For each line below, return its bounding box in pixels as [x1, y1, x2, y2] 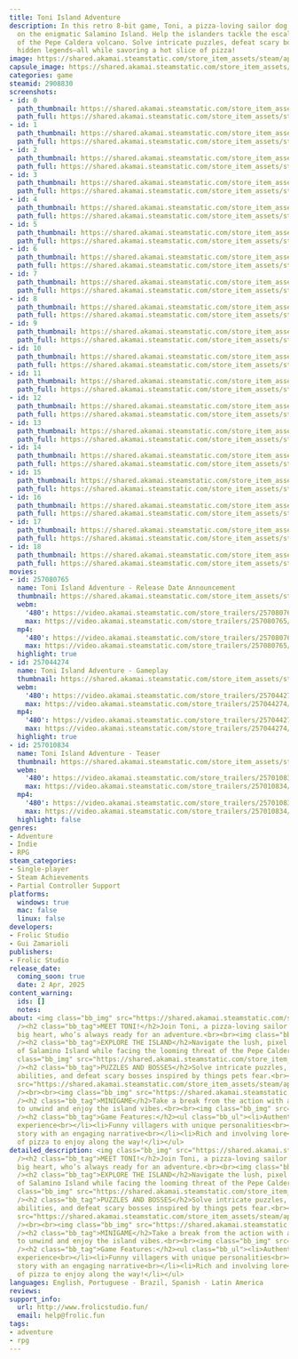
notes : [17, 1005, 42, 1014]
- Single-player [9, 864, 69, 873]
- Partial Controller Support [9, 881, 122, 890]
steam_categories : [9, 856, 77, 865]
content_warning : [9, 989, 74, 998]
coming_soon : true [17, 972, 86, 981]
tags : [9, 1320, 29, 1329]
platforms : [9, 889, 50, 898]
